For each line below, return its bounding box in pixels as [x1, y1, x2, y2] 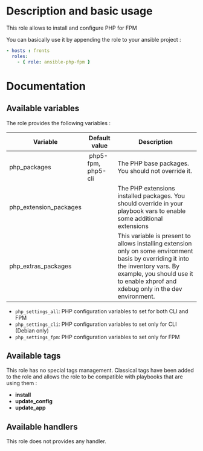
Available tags [6, 351, 61, 361]
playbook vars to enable [117, 207, 186, 215]
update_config [14, 398, 53, 405]
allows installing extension [117, 239, 192, 247]
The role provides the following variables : [6, 119, 111, 126]
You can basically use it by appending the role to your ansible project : [6, 36, 181, 43]
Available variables [6, 103, 80, 114]
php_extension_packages [9, 203, 82, 211]
